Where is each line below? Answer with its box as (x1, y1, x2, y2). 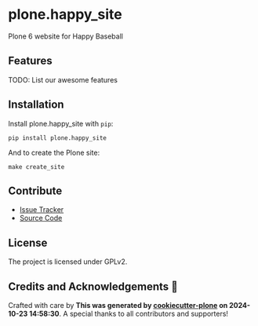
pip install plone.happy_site (8, 134, 107, 142)
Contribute (8, 184, 63, 197)
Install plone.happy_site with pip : (8, 119, 114, 128)
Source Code (19, 214, 63, 223)
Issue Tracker (19, 205, 64, 214)
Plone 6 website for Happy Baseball (8, 31, 124, 41)
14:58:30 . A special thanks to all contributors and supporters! (28, 309, 229, 318)
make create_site (8, 163, 65, 170)
